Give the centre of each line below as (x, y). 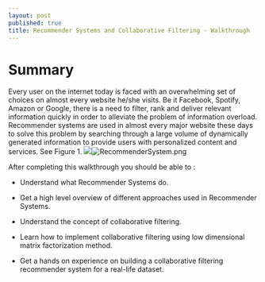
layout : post (30, 15)
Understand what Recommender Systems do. (94, 183)
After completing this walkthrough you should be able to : (102, 167)
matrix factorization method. (66, 245)
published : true (35, 23)
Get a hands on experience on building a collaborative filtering (121, 261)
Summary (41, 70)
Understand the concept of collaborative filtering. (100, 222)
